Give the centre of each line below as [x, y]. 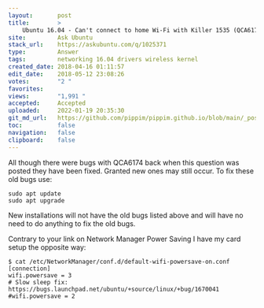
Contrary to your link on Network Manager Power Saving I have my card [125, 239]
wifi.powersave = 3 [40, 275]
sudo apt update [35, 194]
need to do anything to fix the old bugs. [72, 223]
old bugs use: [30, 179]
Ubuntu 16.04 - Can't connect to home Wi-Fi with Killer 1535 [126, 30]
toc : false [42, 125]
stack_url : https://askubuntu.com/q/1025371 [88, 45]
